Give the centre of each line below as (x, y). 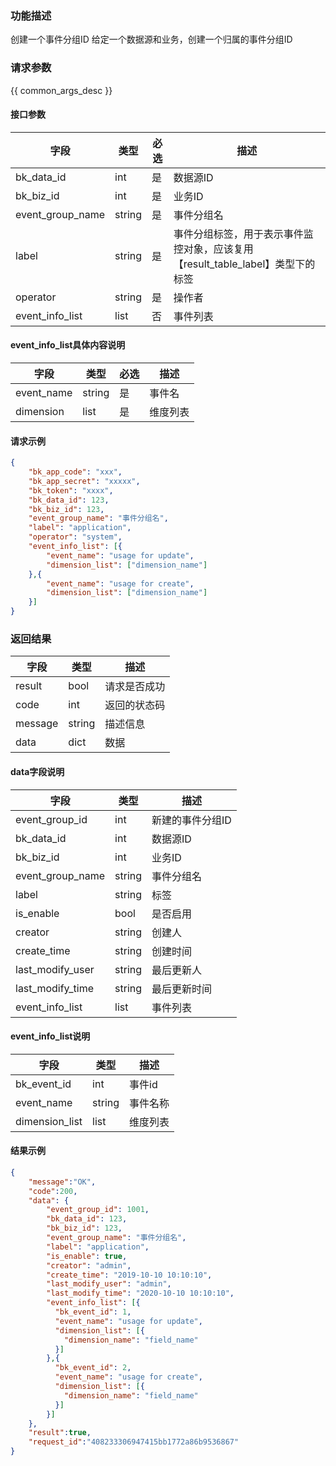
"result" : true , (60, 1433)
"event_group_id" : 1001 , (98, 1210)
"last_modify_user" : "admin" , (109, 1284)
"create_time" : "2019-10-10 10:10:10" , (129, 1275)
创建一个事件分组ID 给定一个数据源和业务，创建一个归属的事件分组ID (151, 39)
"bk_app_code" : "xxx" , (75, 472)
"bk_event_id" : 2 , (93, 1368)
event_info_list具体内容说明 (68, 345)
